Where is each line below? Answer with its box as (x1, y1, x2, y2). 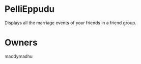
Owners (4, 37, 38, 48)
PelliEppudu (4, 3, 55, 15)
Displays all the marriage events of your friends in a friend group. (4, 20, 137, 26)
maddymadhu (4, 53, 33, 59)
